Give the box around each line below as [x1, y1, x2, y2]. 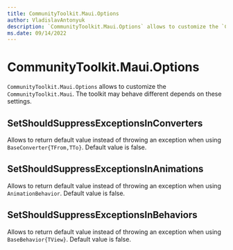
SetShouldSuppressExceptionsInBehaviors [7, 209, 198, 221]
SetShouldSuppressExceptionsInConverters [7, 117, 203, 129]
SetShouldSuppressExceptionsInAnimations [7, 163, 204, 175]
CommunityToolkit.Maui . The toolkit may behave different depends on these [7, 90, 222, 98]
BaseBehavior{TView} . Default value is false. [7, 235, 132, 243]
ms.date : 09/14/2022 [7, 29, 67, 37]
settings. [7, 97, 33, 106]
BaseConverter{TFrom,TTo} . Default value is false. [7, 143, 147, 151]
